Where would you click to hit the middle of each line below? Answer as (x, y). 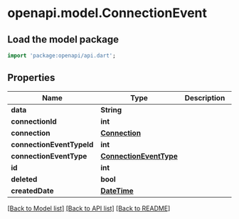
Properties (31, 78)
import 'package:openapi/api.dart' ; (62, 55)
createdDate (32, 191)
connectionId (34, 121)
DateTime (117, 191)
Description (205, 97)
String (111, 109)
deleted (24, 179)
